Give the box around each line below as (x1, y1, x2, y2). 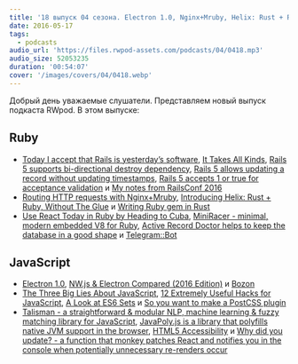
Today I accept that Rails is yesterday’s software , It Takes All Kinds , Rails (21, 154, 287, 164)
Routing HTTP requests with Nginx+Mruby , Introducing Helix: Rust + (21, 192, 272, 202)
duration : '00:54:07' (9, 63, 90, 72)
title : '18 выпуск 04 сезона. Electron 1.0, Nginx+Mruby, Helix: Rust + (9, 12, 284, 22)
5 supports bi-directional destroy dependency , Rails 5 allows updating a (21, 163, 285, 174)
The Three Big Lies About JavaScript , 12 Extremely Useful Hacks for (21, 288, 271, 298)
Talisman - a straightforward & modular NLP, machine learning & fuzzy (21, 307, 279, 318)
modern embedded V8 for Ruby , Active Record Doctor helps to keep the (21, 219, 286, 231)
